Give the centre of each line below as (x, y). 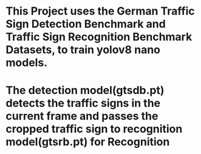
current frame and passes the (82, 116)
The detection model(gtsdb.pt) (85, 91)
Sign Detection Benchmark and (86, 24)
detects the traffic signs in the (83, 103)
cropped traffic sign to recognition (94, 129)
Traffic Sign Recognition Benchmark (99, 37)
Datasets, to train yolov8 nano (83, 50)
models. (27, 63)
